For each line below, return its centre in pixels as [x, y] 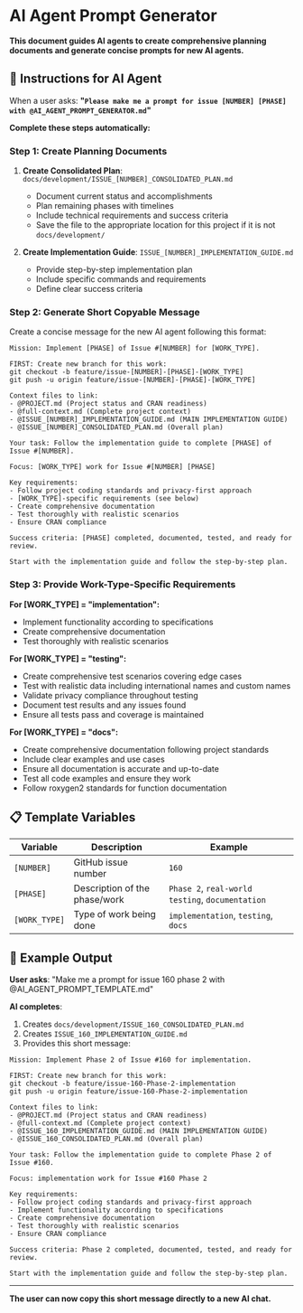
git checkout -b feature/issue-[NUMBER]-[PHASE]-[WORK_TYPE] [127, 372]
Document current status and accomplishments [124, 196]
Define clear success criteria [89, 289]
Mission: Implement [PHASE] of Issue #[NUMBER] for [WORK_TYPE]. [134, 349]
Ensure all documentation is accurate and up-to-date [120, 768]
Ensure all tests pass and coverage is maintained [113, 714]
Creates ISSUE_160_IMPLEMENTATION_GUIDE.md [105, 1034]
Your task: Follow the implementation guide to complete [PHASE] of [141, 444]
